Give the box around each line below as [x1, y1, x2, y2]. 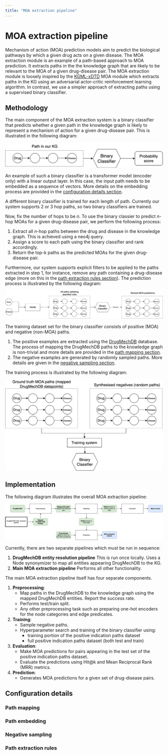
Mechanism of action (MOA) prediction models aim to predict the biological [5, 46, 160, 52]
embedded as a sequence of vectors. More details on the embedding [5, 183, 148, 189]
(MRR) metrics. [19, 665, 51, 670]
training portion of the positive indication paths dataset [27, 633, 140, 638]
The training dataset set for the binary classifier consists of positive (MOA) [5, 324, 159, 330]
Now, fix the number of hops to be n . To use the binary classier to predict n [5, 213, 160, 219]
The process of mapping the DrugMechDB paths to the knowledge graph [12, 344, 163, 350]
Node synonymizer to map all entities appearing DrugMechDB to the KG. [12, 560, 162, 566]
